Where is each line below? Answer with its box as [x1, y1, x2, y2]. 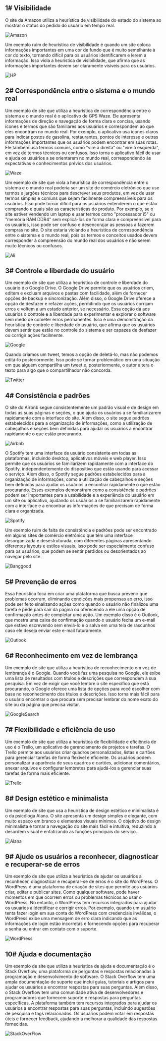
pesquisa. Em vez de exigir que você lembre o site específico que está [5, 680, 149, 686]
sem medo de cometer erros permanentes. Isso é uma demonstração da [5, 317, 153, 323]
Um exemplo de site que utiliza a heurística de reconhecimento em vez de [5, 664, 156, 671]
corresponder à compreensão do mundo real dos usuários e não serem [5, 237, 151, 243]
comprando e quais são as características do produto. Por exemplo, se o [5, 206, 154, 212]
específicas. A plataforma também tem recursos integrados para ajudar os [5, 1000, 157, 1006]
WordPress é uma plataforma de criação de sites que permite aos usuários [5, 884, 158, 890]
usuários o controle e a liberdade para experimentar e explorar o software [5, 311, 156, 317]
